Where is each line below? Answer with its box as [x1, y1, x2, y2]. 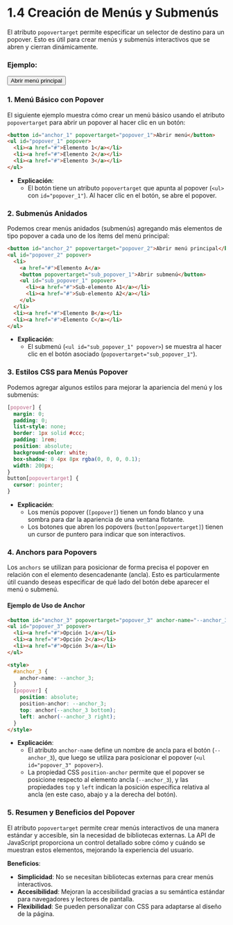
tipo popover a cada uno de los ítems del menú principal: [7, 231, 170, 240]
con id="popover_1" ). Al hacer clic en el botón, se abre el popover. [27, 191, 217, 199]
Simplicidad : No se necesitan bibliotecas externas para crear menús [17, 872, 214, 881]
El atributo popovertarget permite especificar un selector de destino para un [7, 28, 225, 36]
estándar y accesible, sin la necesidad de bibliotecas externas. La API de [7, 830, 216, 839]
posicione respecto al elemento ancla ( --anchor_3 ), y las [27, 776, 189, 784]
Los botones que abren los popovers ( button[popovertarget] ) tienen [27, 523, 224, 531]
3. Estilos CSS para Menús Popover [7, 367, 128, 377]
